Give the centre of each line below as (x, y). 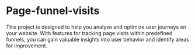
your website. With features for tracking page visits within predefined (89, 33)
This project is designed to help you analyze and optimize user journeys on (96, 27)
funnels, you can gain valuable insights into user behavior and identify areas (98, 39)
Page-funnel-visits (53, 11)
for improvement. (27, 46)
